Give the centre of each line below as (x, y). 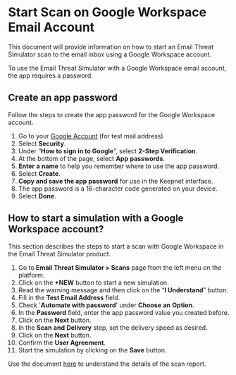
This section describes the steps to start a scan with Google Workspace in (116, 246)
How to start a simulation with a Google (96, 219)
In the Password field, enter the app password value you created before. (124, 312)
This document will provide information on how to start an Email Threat (111, 47)
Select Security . (42, 143)
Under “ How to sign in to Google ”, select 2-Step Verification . (108, 151)
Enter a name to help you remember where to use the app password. (119, 166)
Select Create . (39, 173)
